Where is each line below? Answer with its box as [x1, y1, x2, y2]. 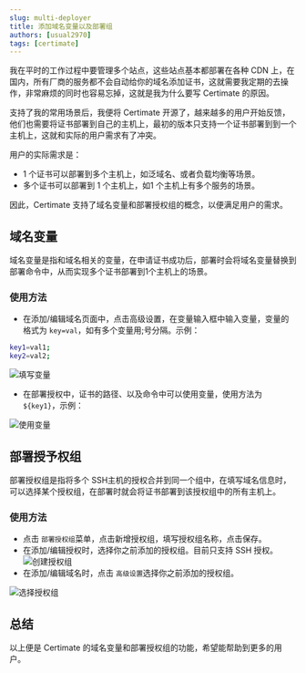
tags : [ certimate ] [9, 38, 79, 48]
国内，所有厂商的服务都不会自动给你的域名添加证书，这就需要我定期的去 [9, 77, 280, 88]
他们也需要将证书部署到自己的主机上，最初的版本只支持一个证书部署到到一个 [9, 119, 297, 129]
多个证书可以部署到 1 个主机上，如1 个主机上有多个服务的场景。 [22, 180, 260, 192]
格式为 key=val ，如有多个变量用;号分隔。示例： [22, 325, 200, 336]
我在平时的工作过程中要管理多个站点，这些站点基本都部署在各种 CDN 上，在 [9, 65, 295, 76]
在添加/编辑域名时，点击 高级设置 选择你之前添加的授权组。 [22, 567, 240, 579]
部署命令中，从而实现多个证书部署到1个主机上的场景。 [9, 266, 212, 277]
